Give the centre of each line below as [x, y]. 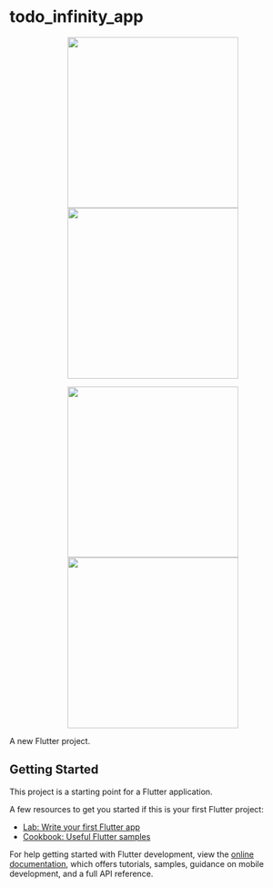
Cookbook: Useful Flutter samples [86, 836]
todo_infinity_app [76, 17]
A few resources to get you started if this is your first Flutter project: [136, 809]
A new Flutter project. [50, 740]
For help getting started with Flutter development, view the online [132, 854]
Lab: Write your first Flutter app [81, 827]
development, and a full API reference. [81, 873]
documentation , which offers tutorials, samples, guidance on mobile [136, 863]
